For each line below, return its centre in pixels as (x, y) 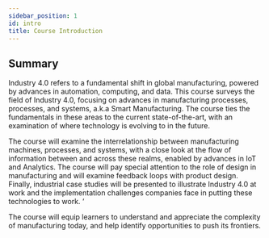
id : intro (25, 23)
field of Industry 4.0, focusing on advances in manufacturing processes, (128, 100)
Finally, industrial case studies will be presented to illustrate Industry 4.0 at (132, 184)
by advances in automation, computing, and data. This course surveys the (132, 92)
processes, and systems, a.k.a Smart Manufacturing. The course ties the (129, 109)
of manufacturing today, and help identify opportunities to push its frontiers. (134, 226)
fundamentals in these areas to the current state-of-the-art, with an (120, 117)
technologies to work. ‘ (46, 202)
